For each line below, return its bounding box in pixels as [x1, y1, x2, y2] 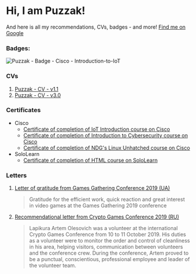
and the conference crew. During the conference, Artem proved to [29, 249, 189, 256]
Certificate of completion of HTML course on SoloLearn [23, 157, 158, 164]
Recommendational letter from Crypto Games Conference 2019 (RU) [14, 213, 180, 220]
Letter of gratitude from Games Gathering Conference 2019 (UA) [14, 185, 170, 192]
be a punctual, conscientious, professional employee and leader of [29, 256, 190, 263]
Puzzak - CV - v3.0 [14, 92, 61, 99]
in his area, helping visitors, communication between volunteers [29, 244, 183, 251]
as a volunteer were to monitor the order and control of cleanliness [29, 237, 190, 244]
